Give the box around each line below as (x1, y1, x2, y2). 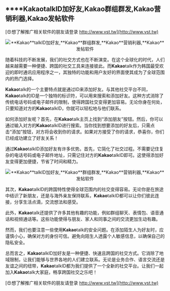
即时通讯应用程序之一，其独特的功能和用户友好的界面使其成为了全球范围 (14, 69, 165, 75)
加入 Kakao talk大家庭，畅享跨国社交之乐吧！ (5, 269, 98, 275)
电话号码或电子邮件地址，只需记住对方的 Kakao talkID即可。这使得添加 (14, 152, 159, 158)
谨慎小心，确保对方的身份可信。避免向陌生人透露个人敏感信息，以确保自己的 (5, 233, 165, 239)
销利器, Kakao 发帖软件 (5, 14, 75, 23)
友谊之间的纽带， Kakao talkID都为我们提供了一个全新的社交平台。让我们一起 (5, 263, 164, 269)
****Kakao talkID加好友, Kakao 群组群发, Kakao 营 (5, 5, 161, 14)
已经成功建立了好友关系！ (5, 135, 59, 141)
